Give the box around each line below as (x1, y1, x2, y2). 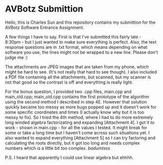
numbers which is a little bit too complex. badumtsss (5, 145, 111, 151)
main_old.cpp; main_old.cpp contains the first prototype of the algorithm (5, 93, 149, 100)
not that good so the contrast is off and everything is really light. (5, 79, 133, 85)
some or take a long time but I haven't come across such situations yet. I (5, 130, 150, 135)
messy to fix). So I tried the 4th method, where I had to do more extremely (5, 114, 153, 120)
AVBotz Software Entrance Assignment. (5, 24, 84, 30)
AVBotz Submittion (5, 3, 83, 15)
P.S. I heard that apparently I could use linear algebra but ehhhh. (5, 154, 134, 160)
